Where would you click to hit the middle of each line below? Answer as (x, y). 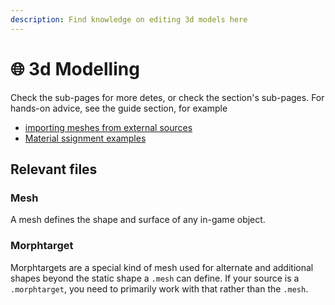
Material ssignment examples (85, 138)
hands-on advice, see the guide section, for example (119, 108)
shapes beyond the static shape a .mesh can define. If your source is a (155, 278)
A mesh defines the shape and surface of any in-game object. (138, 220)
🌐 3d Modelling (75, 68)
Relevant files (54, 169)
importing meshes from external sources (108, 127)
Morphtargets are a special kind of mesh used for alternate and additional (162, 267)
